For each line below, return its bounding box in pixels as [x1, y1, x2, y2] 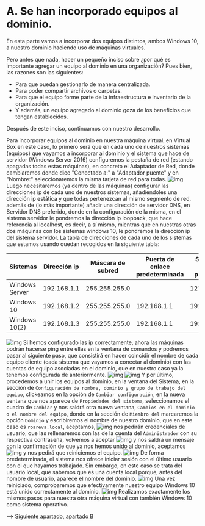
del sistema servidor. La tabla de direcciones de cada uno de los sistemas [6, 234, 192, 241]
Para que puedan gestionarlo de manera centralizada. [15, 81, 151, 88]
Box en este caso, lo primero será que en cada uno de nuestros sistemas [6, 143, 190, 150]
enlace [149, 262, 170, 271]
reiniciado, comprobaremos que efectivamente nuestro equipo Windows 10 [6, 481, 195, 489]
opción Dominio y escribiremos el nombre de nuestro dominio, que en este [6, 416, 193, 423]
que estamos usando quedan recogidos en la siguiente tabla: [6, 240, 160, 248]
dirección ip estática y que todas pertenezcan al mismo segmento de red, [6, 195, 192, 202]
